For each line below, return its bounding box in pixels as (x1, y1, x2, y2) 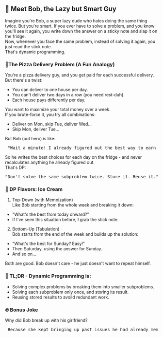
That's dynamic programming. (5, 49, 65, 55)
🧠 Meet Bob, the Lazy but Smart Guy (5, 5, 116, 13)
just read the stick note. (5, 43, 52, 49)
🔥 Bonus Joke (5, 306, 38, 313)
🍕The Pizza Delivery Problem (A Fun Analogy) (5, 61, 115, 68)
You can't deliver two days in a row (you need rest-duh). (12, 92, 125, 98)
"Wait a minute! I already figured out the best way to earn (7, 145, 156, 151)
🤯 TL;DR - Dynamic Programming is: (5, 273, 91, 280)
